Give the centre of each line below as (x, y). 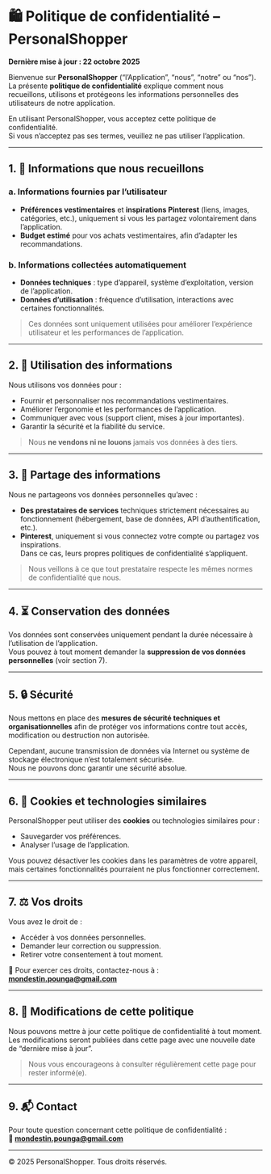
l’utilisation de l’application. (53, 644)
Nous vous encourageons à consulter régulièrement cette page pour (142, 1064)
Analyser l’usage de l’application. (75, 845)
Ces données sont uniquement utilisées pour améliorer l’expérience (140, 323)
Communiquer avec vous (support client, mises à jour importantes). (132, 417)
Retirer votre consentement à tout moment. (92, 954)
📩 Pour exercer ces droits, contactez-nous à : (84, 970)
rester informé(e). (57, 1072)
